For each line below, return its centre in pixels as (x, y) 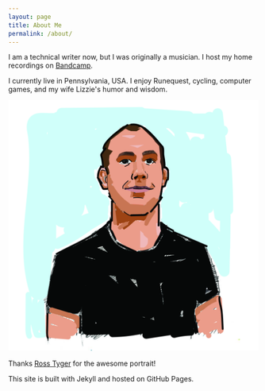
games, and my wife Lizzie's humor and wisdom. (88, 89)
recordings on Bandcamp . (51, 66)
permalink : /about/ (40, 33)
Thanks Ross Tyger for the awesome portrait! (82, 364)
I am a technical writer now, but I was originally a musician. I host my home (130, 57)
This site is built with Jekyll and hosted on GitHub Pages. (101, 379)
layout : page (30, 17)
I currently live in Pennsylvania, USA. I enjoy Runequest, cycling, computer (130, 81)
